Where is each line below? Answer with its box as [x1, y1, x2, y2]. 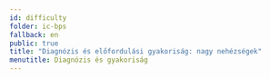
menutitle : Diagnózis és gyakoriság [9, 55, 148, 64]
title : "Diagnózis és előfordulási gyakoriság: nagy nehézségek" [9, 47, 262, 56]
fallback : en [9, 30, 59, 39]
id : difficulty [9, 13, 67, 23]
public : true [9, 38, 59, 48]
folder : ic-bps [9, 22, 67, 31]
